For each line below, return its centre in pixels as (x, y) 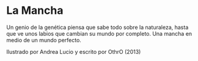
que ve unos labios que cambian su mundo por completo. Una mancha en (99, 33)
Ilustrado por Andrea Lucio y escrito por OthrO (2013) (74, 51)
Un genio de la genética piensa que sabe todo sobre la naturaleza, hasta (97, 27)
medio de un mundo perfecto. (44, 40)
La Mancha (35, 11)
